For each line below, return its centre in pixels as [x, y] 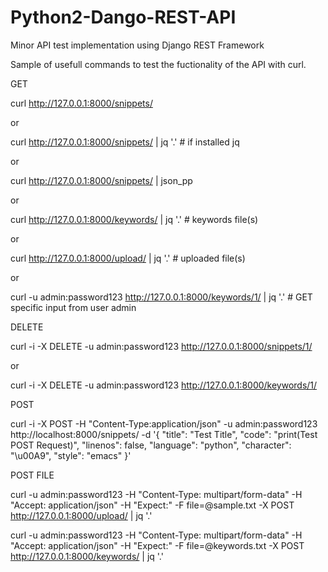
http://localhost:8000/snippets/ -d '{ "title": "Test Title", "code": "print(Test [164, 434]
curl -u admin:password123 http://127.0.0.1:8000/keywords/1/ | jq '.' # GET [161, 297]
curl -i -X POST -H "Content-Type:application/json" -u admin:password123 [164, 423]
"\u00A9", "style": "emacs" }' [71, 455]
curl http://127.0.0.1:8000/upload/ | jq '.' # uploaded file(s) [128, 258]
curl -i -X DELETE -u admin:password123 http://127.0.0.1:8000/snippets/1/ [161, 346]
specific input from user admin [73, 307]
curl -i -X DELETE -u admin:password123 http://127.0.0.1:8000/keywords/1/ [164, 385]
